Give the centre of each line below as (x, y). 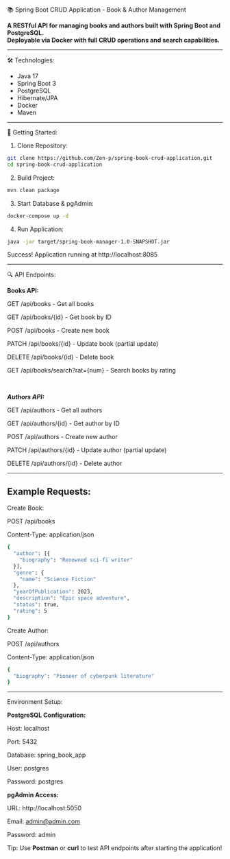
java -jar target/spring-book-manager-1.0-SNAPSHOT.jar (88, 242)
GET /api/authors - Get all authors (55, 410)
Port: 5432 (22, 742)
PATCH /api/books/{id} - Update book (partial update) (83, 344)
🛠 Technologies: (31, 60)
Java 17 (28, 76)
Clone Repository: (42, 145)
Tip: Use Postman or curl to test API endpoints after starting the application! (115, 848)
